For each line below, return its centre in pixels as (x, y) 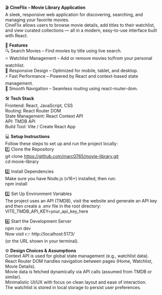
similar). (13, 277)
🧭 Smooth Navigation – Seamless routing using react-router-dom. (72, 88)
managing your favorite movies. (37, 20)
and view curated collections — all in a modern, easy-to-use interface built (81, 30)
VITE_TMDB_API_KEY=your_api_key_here (47, 211)
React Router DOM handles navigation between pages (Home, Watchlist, (79, 261)
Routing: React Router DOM (33, 111)
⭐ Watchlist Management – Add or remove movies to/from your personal (79, 58)
